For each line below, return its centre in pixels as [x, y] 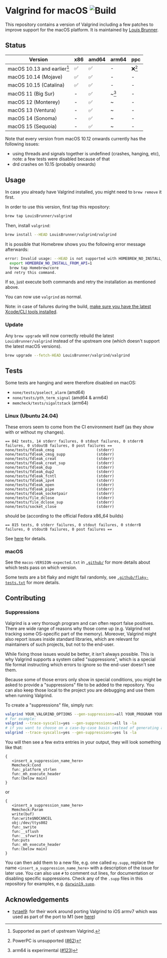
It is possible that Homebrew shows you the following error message [75, 244]
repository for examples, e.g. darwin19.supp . [50, 884]
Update [14, 325]
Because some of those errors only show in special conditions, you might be [83, 679]
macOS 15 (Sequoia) [32, 126]
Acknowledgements [37, 899]
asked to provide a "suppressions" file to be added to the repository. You [80, 685]
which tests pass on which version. [41, 568]
